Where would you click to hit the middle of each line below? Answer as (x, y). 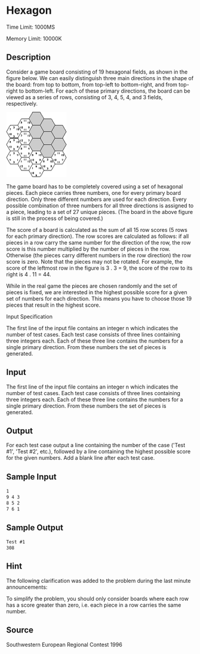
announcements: (27, 587)
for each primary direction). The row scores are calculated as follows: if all (98, 236)
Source (20, 630)
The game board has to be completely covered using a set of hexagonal (95, 187)
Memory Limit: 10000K (34, 38)
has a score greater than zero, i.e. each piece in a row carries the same (94, 605)
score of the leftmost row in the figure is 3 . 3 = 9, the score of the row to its (99, 268)
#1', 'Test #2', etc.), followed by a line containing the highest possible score (99, 451)
